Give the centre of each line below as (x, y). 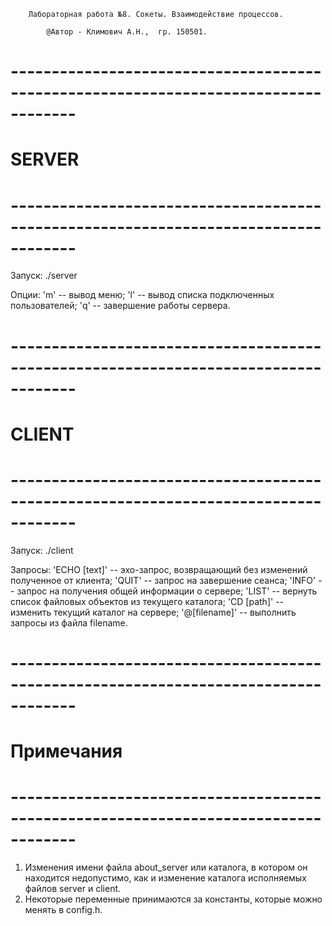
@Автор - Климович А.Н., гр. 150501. (127, 32)
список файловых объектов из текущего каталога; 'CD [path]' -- (147, 601)
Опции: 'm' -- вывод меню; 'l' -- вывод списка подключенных (142, 295)
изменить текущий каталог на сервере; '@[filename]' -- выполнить (153, 612)
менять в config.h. (63, 909)
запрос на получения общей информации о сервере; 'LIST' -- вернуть (167, 591)
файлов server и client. (73, 888)
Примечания (66, 751)
